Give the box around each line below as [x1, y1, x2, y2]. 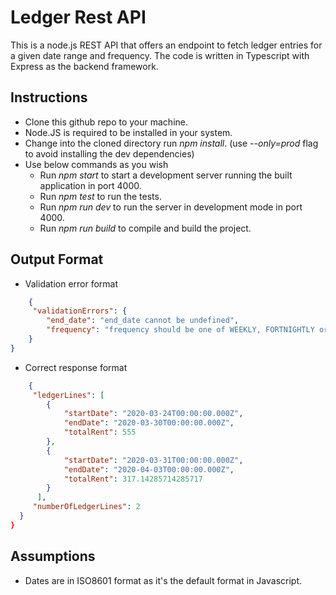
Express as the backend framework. [10, 60, 159, 72]
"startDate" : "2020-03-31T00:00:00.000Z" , [63, 455, 244, 465]
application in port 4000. [39, 179, 142, 191]
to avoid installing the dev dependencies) [24, 147, 195, 160]
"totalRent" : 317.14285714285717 [63, 474, 203, 484]
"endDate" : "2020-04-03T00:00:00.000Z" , [63, 464, 235, 475]
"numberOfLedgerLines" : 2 [32, 502, 141, 512]
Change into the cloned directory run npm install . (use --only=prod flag [24, 137, 319, 149]
